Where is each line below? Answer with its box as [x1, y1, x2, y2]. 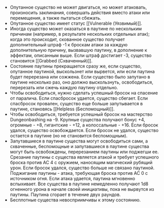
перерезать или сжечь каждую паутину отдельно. [10, 85, 118, 90]
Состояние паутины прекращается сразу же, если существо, [10, 63, 142, 69]
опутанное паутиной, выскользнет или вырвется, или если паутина [10, 68, 155, 75]
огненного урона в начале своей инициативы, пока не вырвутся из [10, 186, 154, 192]
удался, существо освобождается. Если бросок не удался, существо [10, 127, 159, 133]
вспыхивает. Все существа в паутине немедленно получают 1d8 [10, 181, 149, 187]
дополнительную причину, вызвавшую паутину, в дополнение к [10, 47, 147, 53]
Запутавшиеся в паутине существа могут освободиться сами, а [10, 138, 148, 144]
